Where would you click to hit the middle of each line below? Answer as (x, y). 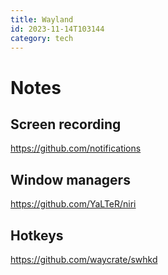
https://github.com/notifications (76, 148)
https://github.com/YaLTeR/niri (73, 204)
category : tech (42, 38)
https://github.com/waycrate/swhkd (84, 259)
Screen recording (66, 124)
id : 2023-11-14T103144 (57, 29)
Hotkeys (37, 235)
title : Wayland (42, 19)
